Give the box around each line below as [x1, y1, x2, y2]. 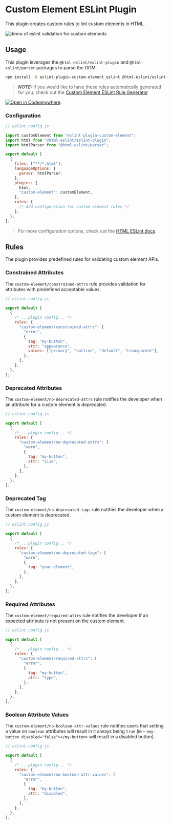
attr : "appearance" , [28, 343, 72, 349]
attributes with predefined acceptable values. [5, 286, 101, 292]
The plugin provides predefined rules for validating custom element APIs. [5, 256, 160, 262]
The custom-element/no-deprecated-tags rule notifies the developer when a [5, 507, 164, 513]
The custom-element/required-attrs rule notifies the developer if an [5, 612, 148, 618]
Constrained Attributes [5, 269, 64, 276]
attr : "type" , [28, 675, 58, 680]
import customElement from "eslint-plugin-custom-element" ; [5, 132, 137, 138]
